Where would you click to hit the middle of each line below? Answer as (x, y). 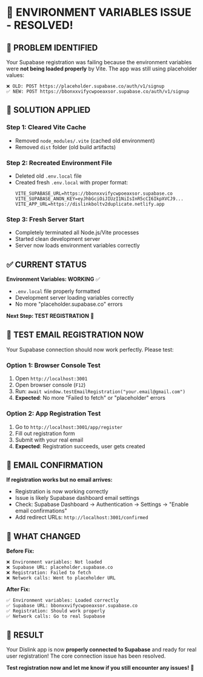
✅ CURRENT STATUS (46, 264)
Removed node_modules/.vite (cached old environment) (85, 140)
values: (15, 75)
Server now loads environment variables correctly (78, 246)
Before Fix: (20, 551)
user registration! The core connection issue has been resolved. (86, 656)
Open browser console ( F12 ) (50, 385)
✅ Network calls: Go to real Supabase (56, 616)
